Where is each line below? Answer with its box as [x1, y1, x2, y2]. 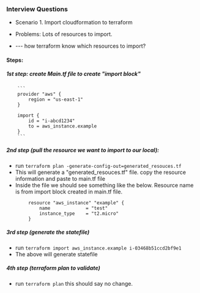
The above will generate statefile [15, 250, 98, 258]
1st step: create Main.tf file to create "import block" [6, 70, 141, 78]
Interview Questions [6, 5, 69, 13]
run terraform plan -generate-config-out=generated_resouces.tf [15, 162, 182, 169]
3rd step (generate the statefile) [6, 228, 90, 236]
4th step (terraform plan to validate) [6, 264, 101, 272]
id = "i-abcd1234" [28, 118, 75, 124]
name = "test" [39, 205, 108, 211]
